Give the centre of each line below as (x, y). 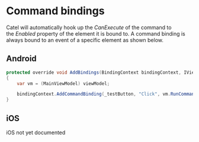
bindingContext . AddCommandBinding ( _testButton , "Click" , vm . (94, 94)
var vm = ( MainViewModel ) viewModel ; (63, 83)
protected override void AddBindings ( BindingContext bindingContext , (94, 72)
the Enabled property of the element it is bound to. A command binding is (96, 33)
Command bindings (55, 11)
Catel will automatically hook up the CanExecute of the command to (89, 27)
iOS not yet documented (36, 132)
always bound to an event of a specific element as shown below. (85, 40)
